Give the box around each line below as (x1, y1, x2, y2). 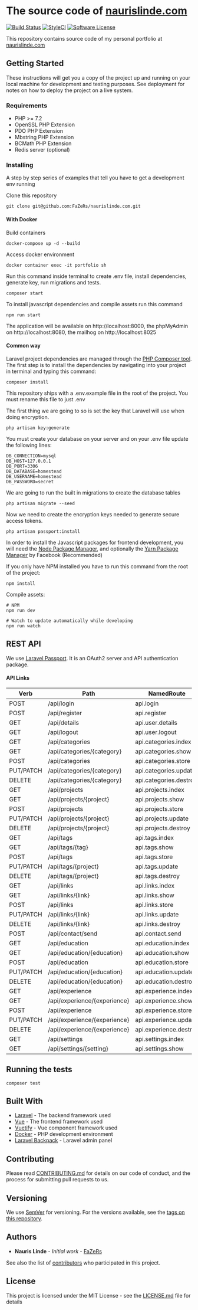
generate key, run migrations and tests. (6, 279, 101, 286)
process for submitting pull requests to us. (6, 1176, 109, 1183)
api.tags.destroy (135, 872, 180, 880)
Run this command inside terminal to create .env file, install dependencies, (6, 273, 187, 280)
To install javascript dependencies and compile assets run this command (6, 300, 183, 307)
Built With (6, 1096, 43, 1106)
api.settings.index (135, 1034, 184, 1043)
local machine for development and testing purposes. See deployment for (6, 80, 185, 87)
